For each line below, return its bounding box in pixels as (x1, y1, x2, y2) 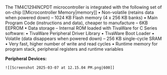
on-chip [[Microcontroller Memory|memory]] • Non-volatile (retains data (5, 9, 154, 15)
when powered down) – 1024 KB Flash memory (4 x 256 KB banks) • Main (5, 15, 158, 20)
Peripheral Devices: (5, 56, 47, 61)
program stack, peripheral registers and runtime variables (5, 46, 124, 52)
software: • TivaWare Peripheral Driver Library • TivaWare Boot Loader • (5, 31, 155, 36)
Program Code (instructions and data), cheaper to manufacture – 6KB (5, 20, 148, 26)
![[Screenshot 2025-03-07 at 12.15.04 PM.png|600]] (5, 65, 115, 70)
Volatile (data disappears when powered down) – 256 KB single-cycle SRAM (5, 36, 162, 41)
